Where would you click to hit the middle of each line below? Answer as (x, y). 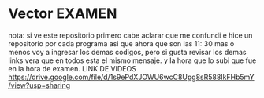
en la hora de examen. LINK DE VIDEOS (72, 68)
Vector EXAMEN (63, 14)
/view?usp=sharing (39, 85)
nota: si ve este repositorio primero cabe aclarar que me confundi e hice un (130, 35)
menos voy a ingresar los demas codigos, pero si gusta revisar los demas (127, 52)
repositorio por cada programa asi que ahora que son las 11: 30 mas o (121, 43)
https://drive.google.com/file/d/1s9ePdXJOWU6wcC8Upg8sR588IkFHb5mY (131, 77)
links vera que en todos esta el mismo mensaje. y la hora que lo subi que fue (132, 60)
